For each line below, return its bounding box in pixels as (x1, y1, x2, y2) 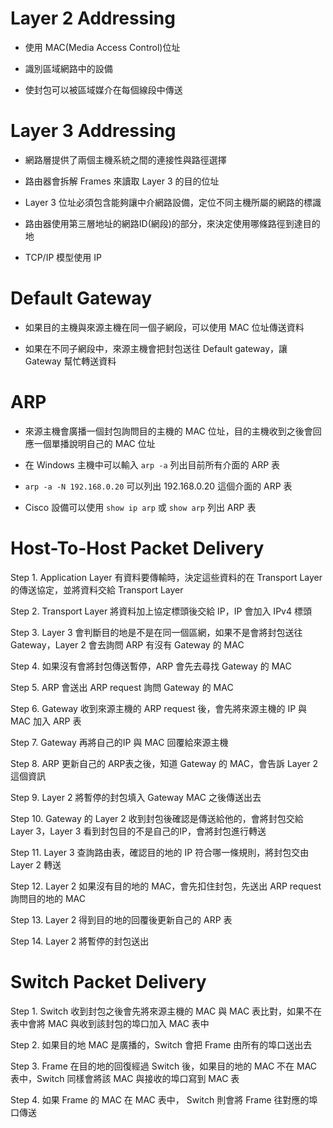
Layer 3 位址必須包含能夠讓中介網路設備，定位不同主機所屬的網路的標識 (24, 196, 322, 208)
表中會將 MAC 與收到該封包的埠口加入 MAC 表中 (10, 1017, 210, 1029)
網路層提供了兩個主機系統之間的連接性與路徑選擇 (24, 153, 227, 166)
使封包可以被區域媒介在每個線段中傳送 (24, 83, 183, 96)
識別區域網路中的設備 (24, 62, 113, 74)
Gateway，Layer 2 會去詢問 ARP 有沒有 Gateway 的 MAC (10, 638, 245, 651)
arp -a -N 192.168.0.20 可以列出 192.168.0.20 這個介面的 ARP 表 (24, 480, 293, 492)
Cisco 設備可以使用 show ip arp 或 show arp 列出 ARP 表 (24, 501, 257, 513)
